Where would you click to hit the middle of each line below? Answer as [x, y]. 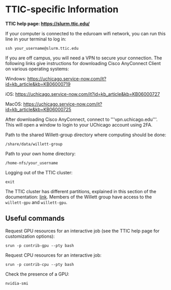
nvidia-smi [17, 283]
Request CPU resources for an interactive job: [54, 255]
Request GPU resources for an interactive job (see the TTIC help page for [82, 231]
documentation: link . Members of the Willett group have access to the [79, 197]
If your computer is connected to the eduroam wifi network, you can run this [86, 33]
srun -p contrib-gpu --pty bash [40, 245]
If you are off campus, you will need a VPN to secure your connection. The [84, 58]
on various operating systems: [37, 69]
